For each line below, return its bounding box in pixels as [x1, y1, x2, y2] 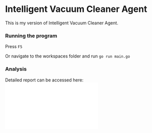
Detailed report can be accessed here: [5, 77, 84, 83]
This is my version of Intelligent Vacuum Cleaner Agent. [5, 20, 119, 26]
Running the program [5, 32, 57, 39]
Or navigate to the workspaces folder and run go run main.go [5, 53, 130, 59]
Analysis [5, 66, 27, 72]
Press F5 [5, 44, 23, 50]
